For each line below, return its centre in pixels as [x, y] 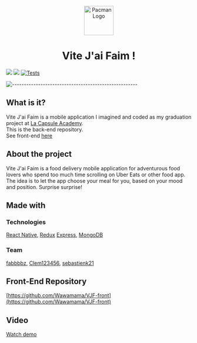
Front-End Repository [46, 281]
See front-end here [29, 136]
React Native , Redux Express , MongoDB [55, 235]
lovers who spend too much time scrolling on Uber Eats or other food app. [96, 174]
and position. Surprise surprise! [44, 187]
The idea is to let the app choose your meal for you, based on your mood [94, 181]
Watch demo [21, 334]
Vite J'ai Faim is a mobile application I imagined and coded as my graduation [99, 117]
